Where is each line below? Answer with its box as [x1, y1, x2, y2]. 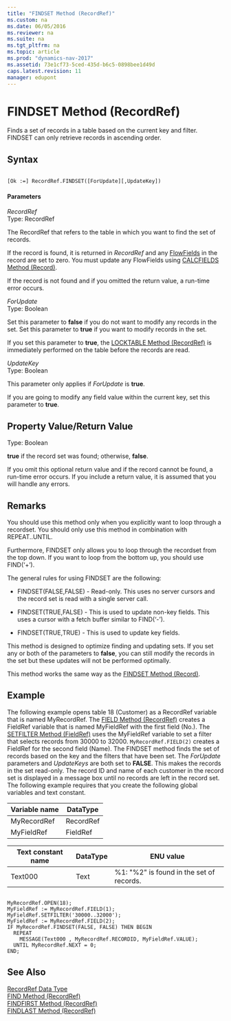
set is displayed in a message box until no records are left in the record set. [7, 773, 220, 782]
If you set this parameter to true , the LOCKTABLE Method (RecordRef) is [7, 338, 212, 347]
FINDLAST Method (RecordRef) [7, 1007, 96, 1015]
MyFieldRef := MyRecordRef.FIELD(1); [7, 905, 115, 912]
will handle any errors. [7, 480, 70, 488]
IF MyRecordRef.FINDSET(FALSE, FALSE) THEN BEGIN [7, 923, 153, 930]
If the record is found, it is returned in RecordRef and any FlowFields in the [7, 249, 218, 257]
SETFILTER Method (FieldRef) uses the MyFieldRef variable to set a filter [7, 729, 212, 738]
